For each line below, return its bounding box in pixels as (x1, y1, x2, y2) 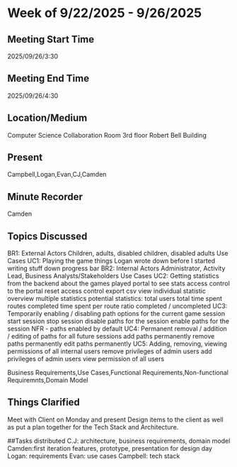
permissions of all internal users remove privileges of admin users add (7, 347, 212, 356)
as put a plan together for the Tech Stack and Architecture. (7, 422, 179, 431)
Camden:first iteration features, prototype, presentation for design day (7, 444, 212, 452)
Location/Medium (7, 112, 88, 124)
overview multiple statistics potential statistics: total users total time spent (7, 295, 223, 303)
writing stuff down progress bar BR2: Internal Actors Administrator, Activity (7, 264, 226, 273)
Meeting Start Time (7, 33, 95, 45)
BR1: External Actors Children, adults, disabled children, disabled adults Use (7, 249, 229, 258)
